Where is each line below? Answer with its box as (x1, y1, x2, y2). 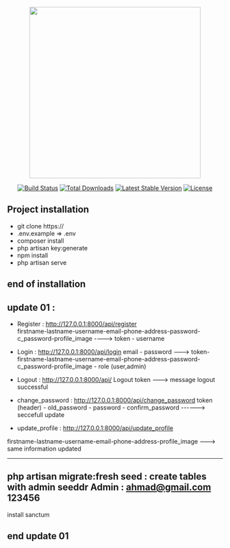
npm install (16, 251, 49, 259)
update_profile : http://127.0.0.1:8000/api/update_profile (16, 424, 173, 432)
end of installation (7, 278, 86, 290)
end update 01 (7, 530, 69, 542)
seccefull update (16, 411, 65, 419)
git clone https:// (16, 222, 64, 230)
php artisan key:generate (16, 243, 88, 252)
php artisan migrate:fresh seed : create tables (7, 470, 207, 483)
